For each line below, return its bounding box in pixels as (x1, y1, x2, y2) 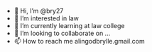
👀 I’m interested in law (13, 14, 80, 22)
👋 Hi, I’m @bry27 (13, 7, 64, 15)
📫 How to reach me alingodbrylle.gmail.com (13, 37, 145, 45)
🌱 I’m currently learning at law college (13, 22, 125, 30)
